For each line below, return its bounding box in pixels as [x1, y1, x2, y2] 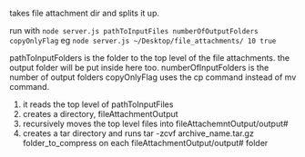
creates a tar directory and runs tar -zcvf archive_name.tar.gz [22, 128, 255, 139]
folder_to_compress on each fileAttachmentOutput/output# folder [22, 138, 269, 148]
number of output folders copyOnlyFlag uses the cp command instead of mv [9, 72, 297, 83]
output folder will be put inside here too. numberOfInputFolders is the [9, 63, 269, 73]
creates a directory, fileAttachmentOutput [22, 109, 179, 119]
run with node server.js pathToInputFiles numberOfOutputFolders [9, 25, 259, 35]
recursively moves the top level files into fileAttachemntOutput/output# [22, 118, 289, 129]
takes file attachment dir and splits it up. [9, 8, 159, 18]
